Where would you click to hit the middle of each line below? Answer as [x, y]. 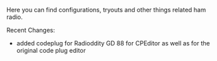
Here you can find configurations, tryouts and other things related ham [106, 10]
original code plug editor [51, 50]
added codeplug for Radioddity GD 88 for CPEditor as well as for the [113, 43]
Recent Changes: [31, 30]
